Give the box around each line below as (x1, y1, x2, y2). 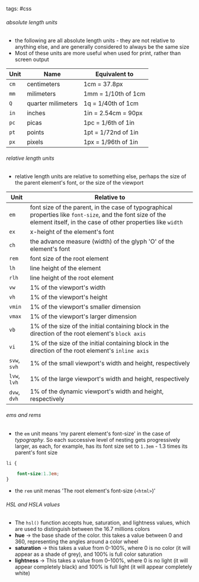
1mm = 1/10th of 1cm (83, 90, 146, 98)
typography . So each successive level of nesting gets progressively (14, 436, 181, 443)
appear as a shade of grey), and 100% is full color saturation (14, 551, 163, 558)
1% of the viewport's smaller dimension (30, 303, 141, 311)
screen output (14, 56, 49, 63)
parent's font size (14, 448, 58, 456)
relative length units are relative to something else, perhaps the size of (14, 173, 187, 180)
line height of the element (30, 264, 101, 273)
